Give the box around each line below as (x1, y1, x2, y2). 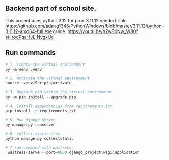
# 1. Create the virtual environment (5, 62, 86, 67)
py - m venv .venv (5, 67, 42, 72)
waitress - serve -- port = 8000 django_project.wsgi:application (7, 150, 140, 155)
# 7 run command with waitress (5, 145, 72, 150)
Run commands (5, 48, 56, 57)
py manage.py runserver (5, 122, 56, 127)
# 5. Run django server (5, 117, 56, 122)
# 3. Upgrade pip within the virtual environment (5, 90, 113, 95)
